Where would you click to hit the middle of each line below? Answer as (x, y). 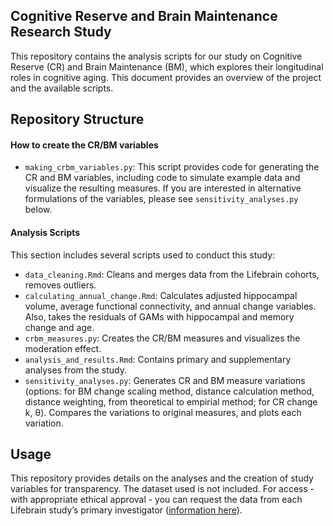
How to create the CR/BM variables (84, 145)
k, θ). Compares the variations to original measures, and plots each (163, 412)
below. (38, 210)
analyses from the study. (75, 370)
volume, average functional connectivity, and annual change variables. (170, 306)
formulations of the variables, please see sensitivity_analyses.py (161, 199)
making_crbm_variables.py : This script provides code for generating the (172, 167)
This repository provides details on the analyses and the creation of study (162, 478)
